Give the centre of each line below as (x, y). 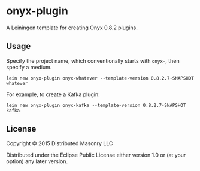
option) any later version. (37, 161)
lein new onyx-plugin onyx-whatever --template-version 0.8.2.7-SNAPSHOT (100, 78)
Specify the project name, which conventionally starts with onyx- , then (93, 60)
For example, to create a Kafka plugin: (53, 94)
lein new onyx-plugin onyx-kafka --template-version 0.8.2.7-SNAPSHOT (96, 105)
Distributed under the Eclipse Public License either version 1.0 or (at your (96, 155)
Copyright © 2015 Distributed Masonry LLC (60, 143)
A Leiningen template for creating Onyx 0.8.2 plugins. (72, 28)
